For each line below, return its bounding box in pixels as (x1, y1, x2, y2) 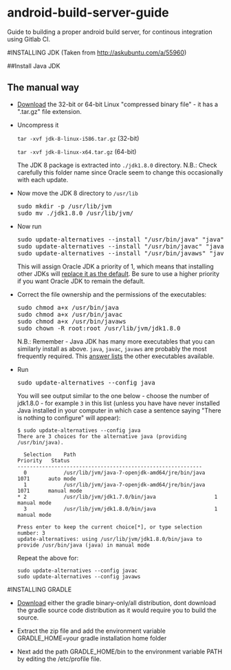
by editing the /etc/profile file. (16, 654, 102, 663)
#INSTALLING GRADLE (7, 585, 72, 593)
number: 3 (16, 529, 46, 536)
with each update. (16, 175, 69, 184)
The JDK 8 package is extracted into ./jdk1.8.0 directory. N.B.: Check (16, 161, 218, 169)
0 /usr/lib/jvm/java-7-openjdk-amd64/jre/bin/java (23, 469, 206, 476)
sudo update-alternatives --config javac (16, 567, 137, 574)
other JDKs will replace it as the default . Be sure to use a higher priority (16, 269, 220, 277)
